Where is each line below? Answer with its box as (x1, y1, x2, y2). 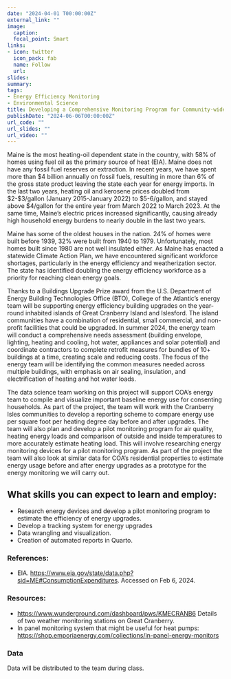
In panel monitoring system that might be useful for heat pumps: (16, 624, 199, 632)
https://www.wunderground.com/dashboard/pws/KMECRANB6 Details (16, 609, 217, 617)
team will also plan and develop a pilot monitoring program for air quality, (7, 425, 214, 433)
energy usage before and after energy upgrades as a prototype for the (7, 461, 207, 470)
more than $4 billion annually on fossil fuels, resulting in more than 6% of (7, 173, 214, 181)
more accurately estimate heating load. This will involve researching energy (7, 439, 221, 448)
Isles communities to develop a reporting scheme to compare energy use (7, 410, 214, 419)
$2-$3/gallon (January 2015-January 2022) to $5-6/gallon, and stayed (7, 194, 208, 203)
